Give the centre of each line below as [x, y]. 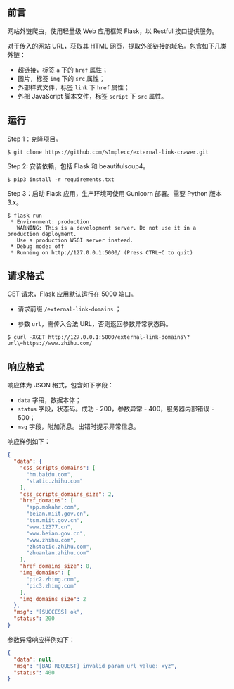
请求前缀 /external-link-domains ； [69, 309]
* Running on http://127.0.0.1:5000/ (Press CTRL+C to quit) [102, 252]
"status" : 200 [34, 619]
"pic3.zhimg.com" [51, 586]
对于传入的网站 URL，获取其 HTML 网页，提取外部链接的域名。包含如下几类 [117, 46]
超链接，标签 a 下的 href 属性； [63, 70]
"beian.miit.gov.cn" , [58, 514]
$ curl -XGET [26, 337]
